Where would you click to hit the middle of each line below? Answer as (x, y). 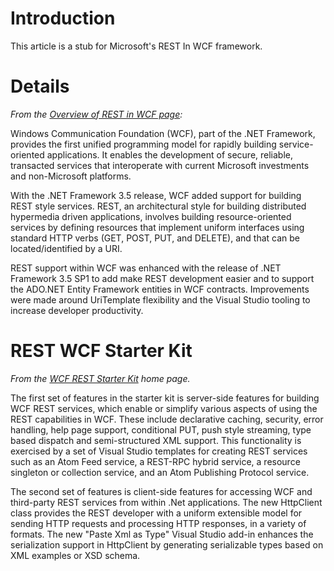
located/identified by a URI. (66, 248)
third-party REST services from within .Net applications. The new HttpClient (166, 502)
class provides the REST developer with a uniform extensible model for (156, 513)
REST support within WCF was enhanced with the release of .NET (146, 268)
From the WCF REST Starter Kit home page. (100, 378)
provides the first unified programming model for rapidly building (143, 144)
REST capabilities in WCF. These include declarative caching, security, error (167, 419)
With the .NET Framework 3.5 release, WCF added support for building (156, 195)
